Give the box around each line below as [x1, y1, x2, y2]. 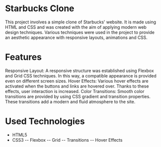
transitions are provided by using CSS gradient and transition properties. [5, 93, 151, 99]
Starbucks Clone [5, 3, 75, 14]
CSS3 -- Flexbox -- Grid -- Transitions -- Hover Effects [12, 137, 123, 143]
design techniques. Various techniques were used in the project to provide [5, 29, 155, 35]
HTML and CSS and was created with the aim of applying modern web [5, 24, 147, 30]
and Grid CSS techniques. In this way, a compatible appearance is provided [5, 73, 157, 78]
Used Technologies [5, 116, 85, 127]
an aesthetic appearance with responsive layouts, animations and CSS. [5, 35, 148, 40]
